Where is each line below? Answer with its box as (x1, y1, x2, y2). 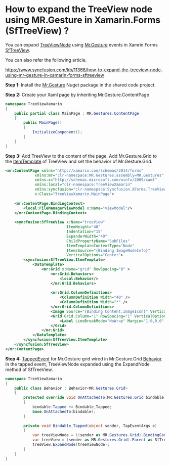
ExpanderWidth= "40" (66, 234, 108, 239)
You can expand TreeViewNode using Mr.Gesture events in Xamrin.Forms (5, 41, 158, 48)
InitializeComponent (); (32, 130, 82, 135)
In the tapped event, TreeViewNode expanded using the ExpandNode (5, 361, 150, 367)
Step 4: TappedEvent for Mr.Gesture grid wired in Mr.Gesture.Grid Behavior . (5, 355, 163, 362)
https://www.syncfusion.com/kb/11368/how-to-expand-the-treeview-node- (5, 67, 163, 73)
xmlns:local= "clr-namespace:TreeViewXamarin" (34, 182, 133, 188)
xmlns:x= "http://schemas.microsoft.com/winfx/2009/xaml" (34, 177, 157, 182)
